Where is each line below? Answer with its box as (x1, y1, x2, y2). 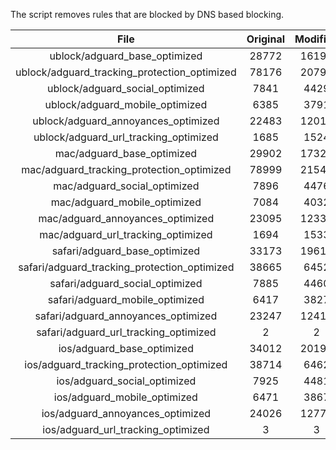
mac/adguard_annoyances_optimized (38, 212, 215, 225)
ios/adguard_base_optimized (58, 342, 194, 355)
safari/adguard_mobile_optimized (47, 293, 205, 306)
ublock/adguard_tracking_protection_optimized (15, 65, 237, 79)
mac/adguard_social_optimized (53, 179, 200, 193)
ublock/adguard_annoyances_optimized (32, 114, 220, 128)
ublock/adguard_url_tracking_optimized (33, 130, 219, 144)
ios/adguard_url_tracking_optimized (42, 423, 210, 436)
